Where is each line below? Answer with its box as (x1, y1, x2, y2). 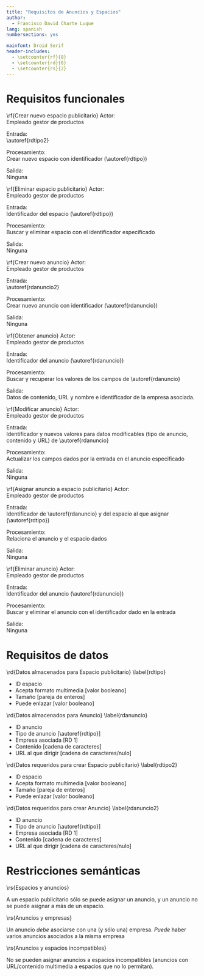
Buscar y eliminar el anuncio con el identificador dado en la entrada (6, 608, 176, 616)
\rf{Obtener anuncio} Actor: (6, 332, 76, 339)
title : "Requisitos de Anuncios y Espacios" (6, 9, 121, 15)
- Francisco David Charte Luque (12, 20, 94, 26)
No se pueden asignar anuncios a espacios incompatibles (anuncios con (6, 956, 189, 964)
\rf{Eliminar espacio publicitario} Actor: (6, 185, 105, 193)
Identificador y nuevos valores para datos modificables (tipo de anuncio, (6, 431, 189, 438)
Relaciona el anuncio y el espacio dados (6, 535, 107, 542)
